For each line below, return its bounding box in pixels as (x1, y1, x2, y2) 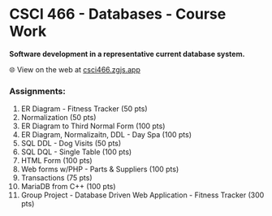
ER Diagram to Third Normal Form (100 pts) (20, 121, 166, 131)
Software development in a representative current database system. (9, 49, 245, 58)
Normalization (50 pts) (20, 113, 97, 123)
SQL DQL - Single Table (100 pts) (20, 147, 132, 157)
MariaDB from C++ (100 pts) (20, 182, 116, 192)
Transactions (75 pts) (20, 173, 93, 183)
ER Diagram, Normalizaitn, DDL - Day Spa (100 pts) (20, 130, 192, 140)
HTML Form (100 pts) (20, 156, 93, 166)
